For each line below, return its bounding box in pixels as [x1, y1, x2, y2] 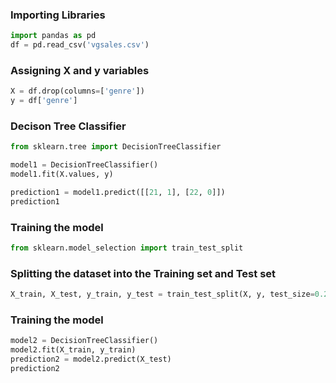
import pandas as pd [10, 31, 97, 41]
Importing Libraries [10, 8, 106, 22]
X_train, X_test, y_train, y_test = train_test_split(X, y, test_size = [10, 289, 315, 300]
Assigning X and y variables [10, 63, 150, 77]
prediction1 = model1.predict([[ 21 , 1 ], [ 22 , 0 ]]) [10, 188, 226, 198]
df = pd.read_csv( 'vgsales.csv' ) [10, 40, 150, 50]
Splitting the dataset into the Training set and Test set [10, 266, 277, 280]
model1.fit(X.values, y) [10, 169, 114, 180]
